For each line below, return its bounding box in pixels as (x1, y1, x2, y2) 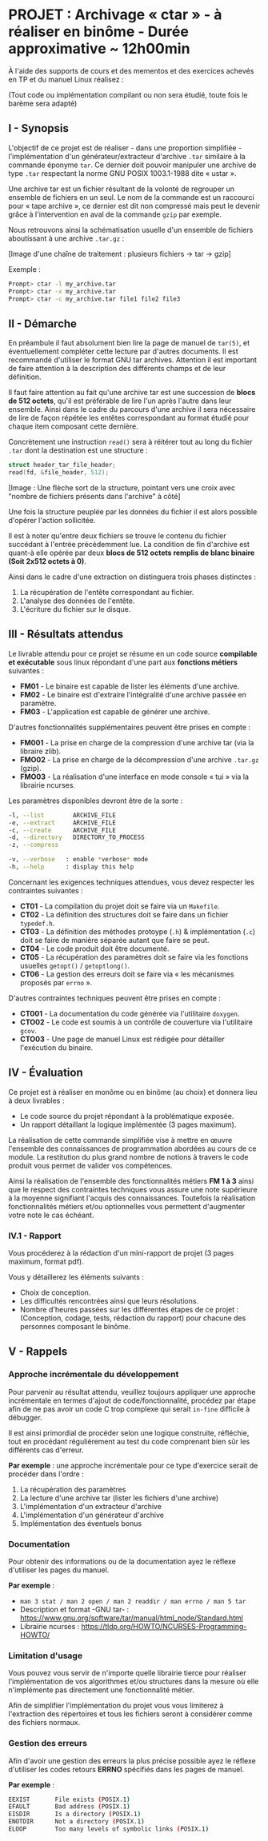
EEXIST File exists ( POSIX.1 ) (8, 1795, 130, 1803)
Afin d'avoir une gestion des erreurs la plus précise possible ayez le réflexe (8, 1755, 256, 1765)
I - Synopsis (8, 122, 70, 135)
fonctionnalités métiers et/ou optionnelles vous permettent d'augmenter (8, 1201, 246, 1211)
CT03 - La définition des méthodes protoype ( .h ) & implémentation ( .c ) (19, 926, 256, 936)
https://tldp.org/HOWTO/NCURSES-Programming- (81, 1621, 247, 1631)
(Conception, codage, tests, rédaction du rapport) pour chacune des (19, 1313, 246, 1323)
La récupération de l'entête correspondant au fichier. (19, 587, 194, 597)
